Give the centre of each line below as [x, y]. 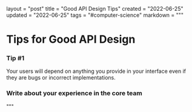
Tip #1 [15, 58]
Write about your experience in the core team [74, 93]
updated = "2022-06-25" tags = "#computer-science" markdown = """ [95, 15]
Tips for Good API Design [71, 39]
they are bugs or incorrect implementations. [61, 78]
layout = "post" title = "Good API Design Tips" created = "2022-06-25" [95, 9]
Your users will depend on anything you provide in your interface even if [96, 71]
